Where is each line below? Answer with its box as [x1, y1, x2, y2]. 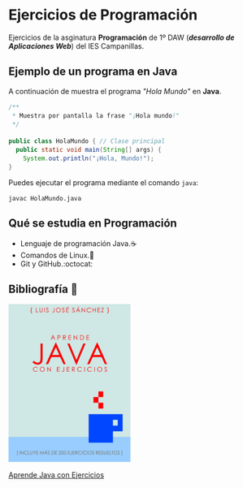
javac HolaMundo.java [8, 194, 82, 202]
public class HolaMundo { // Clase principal [8, 137, 165, 145]
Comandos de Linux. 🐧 [20, 250, 95, 260]
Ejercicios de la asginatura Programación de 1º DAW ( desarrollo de [8, 32, 235, 42]
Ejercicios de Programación [8, 6, 198, 24]
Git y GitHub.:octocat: [20, 258, 93, 269]
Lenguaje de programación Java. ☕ [20, 238, 137, 248]
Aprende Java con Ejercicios [8, 469, 104, 480]
